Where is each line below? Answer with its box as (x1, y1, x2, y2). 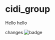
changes (5, 29, 23, 35)
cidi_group (5, 3, 50, 15)
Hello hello (5, 20, 27, 26)
